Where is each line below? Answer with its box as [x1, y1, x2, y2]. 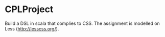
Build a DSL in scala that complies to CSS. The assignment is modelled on [5, 20, 160, 26]
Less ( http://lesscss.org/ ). [5, 25, 59, 31]
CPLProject [5, 4, 54, 15]
